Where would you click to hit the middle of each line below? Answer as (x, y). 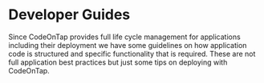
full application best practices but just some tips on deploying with (118, 62)
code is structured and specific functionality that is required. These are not (132, 53)
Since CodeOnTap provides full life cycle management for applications (124, 37)
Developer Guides (69, 15)
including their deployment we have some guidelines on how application (128, 45)
